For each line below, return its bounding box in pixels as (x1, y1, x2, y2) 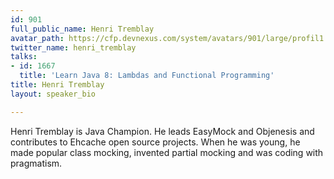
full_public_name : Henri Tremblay (10, 24, 155, 34)
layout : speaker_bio (10, 89, 97, 99)
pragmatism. (10, 157, 63, 169)
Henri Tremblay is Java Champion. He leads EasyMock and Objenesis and (10, 125, 315, 137)
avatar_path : (10, 33, 65, 43)
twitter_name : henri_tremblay (10, 42, 137, 53)
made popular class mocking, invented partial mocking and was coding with (10, 146, 324, 158)
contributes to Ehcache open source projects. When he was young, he (10, 136, 301, 148)
